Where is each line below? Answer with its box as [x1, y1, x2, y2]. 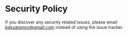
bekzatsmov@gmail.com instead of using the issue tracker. [5, 24, 124, 30]
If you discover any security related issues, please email [5, 19, 118, 25]
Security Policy [5, 3, 68, 14]
